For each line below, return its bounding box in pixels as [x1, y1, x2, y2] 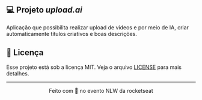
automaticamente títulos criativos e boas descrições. [6, 30, 137, 37]
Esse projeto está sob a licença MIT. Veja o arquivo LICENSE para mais [6, 63, 182, 71]
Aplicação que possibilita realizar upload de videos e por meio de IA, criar [6, 23, 189, 31]
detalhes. [6, 69, 29, 77]
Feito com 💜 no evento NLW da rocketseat [49, 87, 153, 94]
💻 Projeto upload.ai [6, 5, 82, 15]
